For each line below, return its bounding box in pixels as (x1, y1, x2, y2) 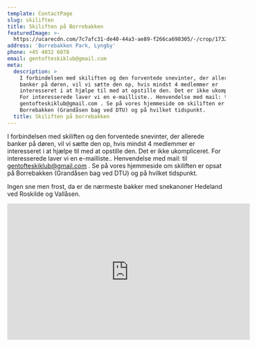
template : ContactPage (7, 10, 73, 17)
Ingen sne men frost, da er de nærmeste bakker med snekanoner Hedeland (7, 182, 223, 190)
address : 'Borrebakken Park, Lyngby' (7, 42, 116, 49)
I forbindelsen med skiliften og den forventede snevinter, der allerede (7, 132, 204, 140)
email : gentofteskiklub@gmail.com (7, 55, 107, 62)
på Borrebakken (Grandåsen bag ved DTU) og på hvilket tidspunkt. (7, 169, 197, 177)
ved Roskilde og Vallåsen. (7, 190, 81, 198)
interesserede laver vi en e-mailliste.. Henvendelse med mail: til (7, 154, 188, 163)
